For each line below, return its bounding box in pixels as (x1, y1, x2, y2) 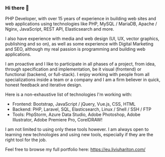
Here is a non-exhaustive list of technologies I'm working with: (5, 91, 132, 98)
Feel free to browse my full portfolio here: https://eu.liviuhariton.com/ (5, 147, 146, 153)
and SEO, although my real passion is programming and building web (5, 46, 146, 52)
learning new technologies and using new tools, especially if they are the (5, 132, 154, 138)
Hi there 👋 (5, 4, 30, 11)
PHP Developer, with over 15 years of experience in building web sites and (5, 16, 157, 22)
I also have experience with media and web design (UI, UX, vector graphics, (5, 36, 160, 41)
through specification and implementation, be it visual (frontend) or (5, 66, 142, 72)
